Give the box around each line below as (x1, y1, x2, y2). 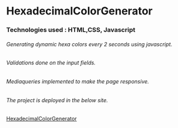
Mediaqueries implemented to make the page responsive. (6, 78, 149, 85)
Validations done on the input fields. (6, 59, 96, 67)
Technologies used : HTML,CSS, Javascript (6, 26, 135, 34)
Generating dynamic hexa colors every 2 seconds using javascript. (6, 40, 173, 47)
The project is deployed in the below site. (6, 96, 108, 103)
